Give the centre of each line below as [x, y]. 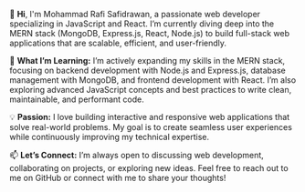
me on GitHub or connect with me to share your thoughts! [118, 178]
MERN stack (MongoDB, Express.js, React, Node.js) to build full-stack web [150, 33]
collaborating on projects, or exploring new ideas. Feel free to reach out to [149, 168]
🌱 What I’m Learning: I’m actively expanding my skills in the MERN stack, [147, 61]
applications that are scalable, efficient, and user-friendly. [118, 43]
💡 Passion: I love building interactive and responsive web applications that [150, 117]
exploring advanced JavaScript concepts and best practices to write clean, [151, 90]
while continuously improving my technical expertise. [110, 137]
